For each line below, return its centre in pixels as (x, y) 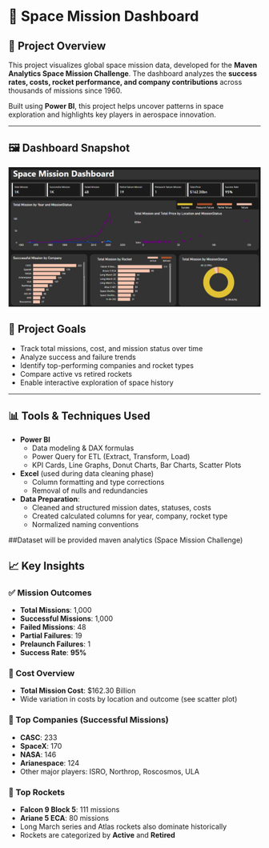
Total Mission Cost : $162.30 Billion (78, 690)
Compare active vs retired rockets (76, 374)
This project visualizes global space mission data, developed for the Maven (133, 65)
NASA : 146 (38, 754)
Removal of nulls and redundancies (90, 490)
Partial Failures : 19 (51, 636)
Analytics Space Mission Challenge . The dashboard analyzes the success (133, 74)
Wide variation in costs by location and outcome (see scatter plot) (128, 699)
